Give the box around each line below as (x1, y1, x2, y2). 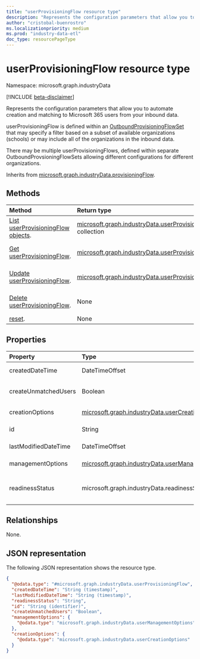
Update (9, 269, 30, 277)
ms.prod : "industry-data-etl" (6, 31, 82, 37)
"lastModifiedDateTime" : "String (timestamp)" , (11, 592, 132, 598)
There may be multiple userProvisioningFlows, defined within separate (6, 147, 179, 154)
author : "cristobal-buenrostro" (6, 20, 86, 26)
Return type (77, 206, 112, 215)
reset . (9, 314, 26, 322)
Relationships (6, 515, 58, 525)
